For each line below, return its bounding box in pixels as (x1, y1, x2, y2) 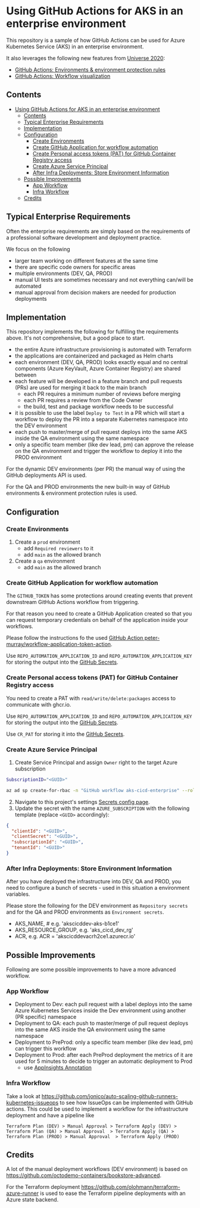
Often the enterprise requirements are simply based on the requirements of (6, 227, 190, 235)
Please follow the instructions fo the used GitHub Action (6, 634, 143, 642)
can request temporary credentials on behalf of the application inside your (6, 617, 189, 624)
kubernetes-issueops (6, 1099, 59, 1106)
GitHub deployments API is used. (6, 472, 87, 479)
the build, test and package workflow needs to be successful (23, 403, 174, 410)
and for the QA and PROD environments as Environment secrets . (6, 908, 165, 916)
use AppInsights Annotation (23, 1064, 92, 1071)
